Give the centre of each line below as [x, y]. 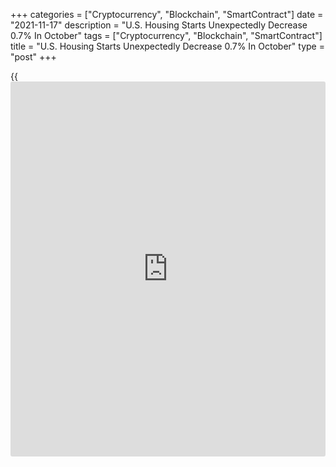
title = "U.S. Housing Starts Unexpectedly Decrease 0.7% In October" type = [167, 46]
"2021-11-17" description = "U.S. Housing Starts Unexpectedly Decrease [159, 25]
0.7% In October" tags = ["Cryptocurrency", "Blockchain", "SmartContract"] [166, 35]
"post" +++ [33, 57]
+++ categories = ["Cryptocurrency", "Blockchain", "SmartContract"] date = [167, 14]
